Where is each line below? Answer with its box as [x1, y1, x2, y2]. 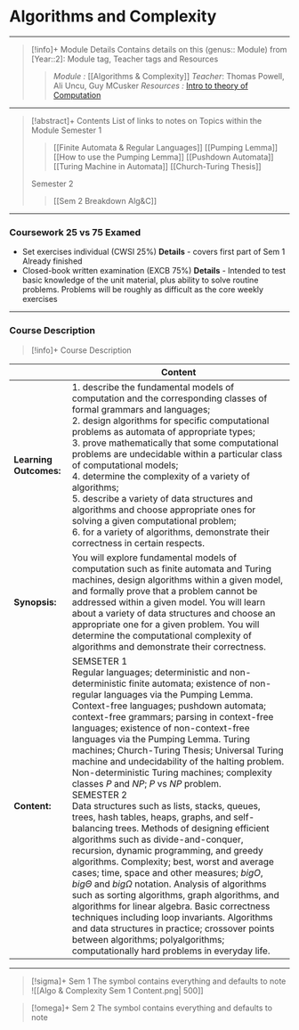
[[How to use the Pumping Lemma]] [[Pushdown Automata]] [53, 151, 274, 162]
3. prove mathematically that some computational [71, 437, 279, 449]
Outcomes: [13, 464, 61, 477]
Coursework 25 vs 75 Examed [9, 225, 141, 238]
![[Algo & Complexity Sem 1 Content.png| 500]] [30, 985, 204, 995]
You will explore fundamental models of [71, 551, 238, 563]
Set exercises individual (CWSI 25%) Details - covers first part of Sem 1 [21, 247, 286, 257]
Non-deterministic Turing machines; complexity [71, 766, 273, 779]
